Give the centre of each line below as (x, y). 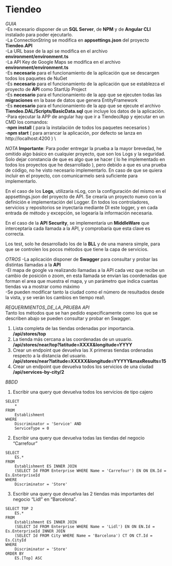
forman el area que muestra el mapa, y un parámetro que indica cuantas (82, 281)
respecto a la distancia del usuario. (50, 355)
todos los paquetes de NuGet (36, 78)
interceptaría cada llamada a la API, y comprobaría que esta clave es (78, 228)
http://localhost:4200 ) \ (31, 138)
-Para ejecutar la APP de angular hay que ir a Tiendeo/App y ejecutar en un (85, 116)
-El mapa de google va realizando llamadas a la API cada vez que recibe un (85, 270)
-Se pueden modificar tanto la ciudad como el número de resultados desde (85, 292)
